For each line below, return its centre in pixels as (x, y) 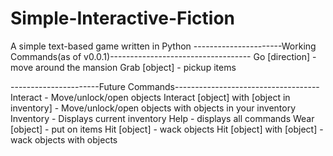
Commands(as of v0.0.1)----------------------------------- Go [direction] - (163, 56)
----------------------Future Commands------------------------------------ (165, 86)
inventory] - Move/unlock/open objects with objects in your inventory (153, 108)
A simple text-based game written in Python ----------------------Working (163, 46)
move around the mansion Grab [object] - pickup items (123, 67)
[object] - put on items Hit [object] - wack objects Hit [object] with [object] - (167, 129)
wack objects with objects (64, 139)
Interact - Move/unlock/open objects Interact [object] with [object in (150, 97)
